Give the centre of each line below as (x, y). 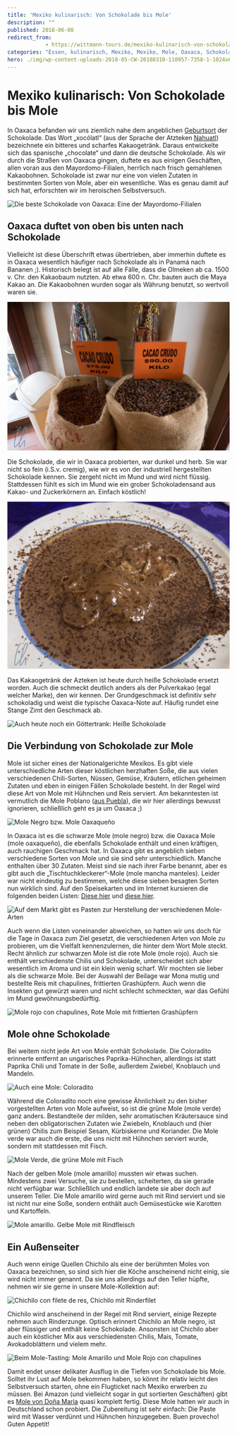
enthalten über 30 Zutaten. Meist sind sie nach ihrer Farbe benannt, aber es (117, 866)
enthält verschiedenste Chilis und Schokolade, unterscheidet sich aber (110, 960)
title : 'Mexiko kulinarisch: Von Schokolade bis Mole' (90, 15)
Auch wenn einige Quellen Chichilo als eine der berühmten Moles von (108, 1264)
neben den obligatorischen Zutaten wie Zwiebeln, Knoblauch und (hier (110, 1124)
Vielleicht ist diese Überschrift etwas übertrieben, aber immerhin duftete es (117, 254)
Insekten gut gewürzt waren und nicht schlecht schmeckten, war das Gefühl (118, 991)
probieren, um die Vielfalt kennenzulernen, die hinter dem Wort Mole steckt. (117, 946)
